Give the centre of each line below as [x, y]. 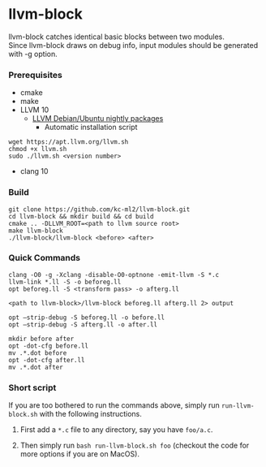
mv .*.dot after [36, 367]
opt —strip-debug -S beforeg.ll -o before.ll [86, 318]
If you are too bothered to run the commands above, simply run [114, 405]
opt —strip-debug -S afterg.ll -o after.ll [83, 324]
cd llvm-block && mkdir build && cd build [81, 216]
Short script [32, 387]
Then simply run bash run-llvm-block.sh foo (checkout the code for [135, 445]
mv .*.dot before [38, 353]
